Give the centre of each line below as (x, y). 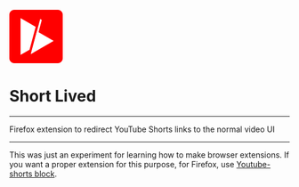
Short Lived (53, 97)
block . (46, 174)
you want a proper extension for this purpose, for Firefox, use (122, 164)
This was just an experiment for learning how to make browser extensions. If (149, 154)
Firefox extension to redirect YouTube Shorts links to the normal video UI (142, 129)
